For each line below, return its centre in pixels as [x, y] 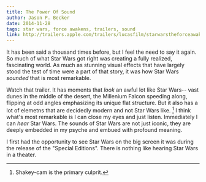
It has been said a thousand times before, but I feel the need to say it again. [101, 52]
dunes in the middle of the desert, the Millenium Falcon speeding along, [97, 96]
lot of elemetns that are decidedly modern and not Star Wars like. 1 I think [99, 110]
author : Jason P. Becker [38, 18]
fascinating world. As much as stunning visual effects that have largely [96, 65]
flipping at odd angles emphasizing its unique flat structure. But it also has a [102, 103]
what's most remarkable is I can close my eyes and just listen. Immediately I [102, 117]
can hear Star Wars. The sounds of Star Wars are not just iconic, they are [99, 123]
